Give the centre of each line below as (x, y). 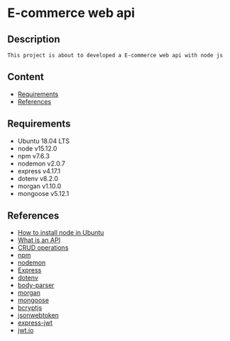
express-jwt (35, 323)
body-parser (36, 285)
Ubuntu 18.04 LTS (44, 141)
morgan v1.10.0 (39, 186)
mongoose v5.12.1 (43, 193)
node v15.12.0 (38, 148)
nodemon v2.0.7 (41, 163)
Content (26, 77)
